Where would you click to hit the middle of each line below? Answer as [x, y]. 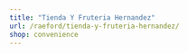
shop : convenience [44, 34]
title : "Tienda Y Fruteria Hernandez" [82, 18]
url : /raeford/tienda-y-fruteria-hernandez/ [94, 26]
